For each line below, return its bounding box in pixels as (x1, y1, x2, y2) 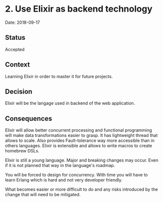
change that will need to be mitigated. (5, 192, 81, 198)
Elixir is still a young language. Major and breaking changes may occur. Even (5, 157, 159, 163)
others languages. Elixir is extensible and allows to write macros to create (5, 143, 152, 149)
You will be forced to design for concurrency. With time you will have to (5, 172, 148, 178)
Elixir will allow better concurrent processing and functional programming (5, 127, 152, 133)
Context (5, 61, 30, 69)
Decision (5, 87, 33, 96)
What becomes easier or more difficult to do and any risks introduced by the (5, 186, 158, 192)
